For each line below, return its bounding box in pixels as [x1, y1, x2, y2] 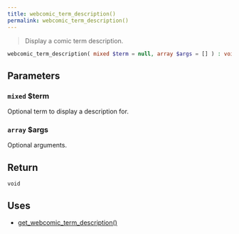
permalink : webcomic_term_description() [7, 17, 129, 24]
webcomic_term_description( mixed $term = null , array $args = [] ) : [7, 50, 221, 57]
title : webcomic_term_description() [7, 10, 116, 18]
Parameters [7, 69, 60, 82]
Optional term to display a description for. [7, 107, 129, 116]
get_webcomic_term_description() [17, 218, 117, 227]
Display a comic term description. [24, 36, 124, 45]
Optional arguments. [7, 141, 68, 150]
